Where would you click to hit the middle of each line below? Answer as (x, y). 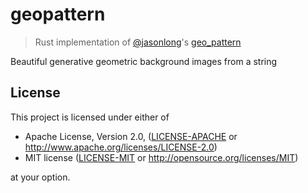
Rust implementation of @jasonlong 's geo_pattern (138, 42)
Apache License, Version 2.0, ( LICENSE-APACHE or (131, 136)
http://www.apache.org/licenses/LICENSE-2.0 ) (121, 147)
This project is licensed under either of (90, 117)
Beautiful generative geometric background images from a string (144, 61)
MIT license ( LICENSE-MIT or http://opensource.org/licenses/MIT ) (161, 157)
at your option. (40, 177)
